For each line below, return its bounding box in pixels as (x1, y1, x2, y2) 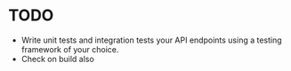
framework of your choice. (20, 43, 119, 54)
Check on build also (20, 53, 94, 64)
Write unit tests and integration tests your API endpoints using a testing (20, 35, 282, 45)
